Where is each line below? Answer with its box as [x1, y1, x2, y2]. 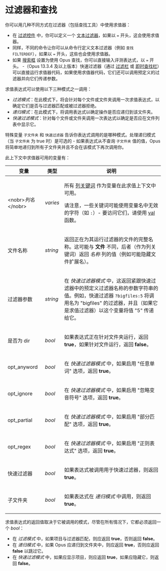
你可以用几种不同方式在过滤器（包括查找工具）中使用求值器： [5, 22, 131, 28]
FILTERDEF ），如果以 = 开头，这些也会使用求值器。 [12, 50, 113, 57]
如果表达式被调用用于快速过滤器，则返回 [64, 466, 159, 473]
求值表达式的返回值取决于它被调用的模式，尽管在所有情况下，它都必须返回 [5, 519, 157, 525]
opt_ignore [7, 390, 33, 397]
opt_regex [7, 443, 31, 450]
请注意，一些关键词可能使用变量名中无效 [64, 202, 159, 209]
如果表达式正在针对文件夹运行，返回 [64, 333, 149, 340]
